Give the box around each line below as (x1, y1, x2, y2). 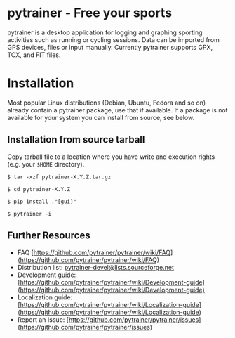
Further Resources (7, 230, 90, 242)
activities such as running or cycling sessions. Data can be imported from (7, 35, 220, 44)
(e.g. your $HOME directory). (7, 160, 85, 168)
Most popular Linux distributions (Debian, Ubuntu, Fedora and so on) (7, 98, 206, 107)
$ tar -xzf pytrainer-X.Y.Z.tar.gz (7, 174, 112, 181)
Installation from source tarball (7, 134, 145, 145)
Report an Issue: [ (17, 315, 69, 324)
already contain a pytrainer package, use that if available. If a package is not (7, 105, 228, 114)
